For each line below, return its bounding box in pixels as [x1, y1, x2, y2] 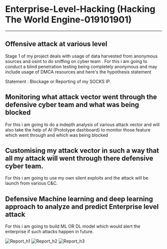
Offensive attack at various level [5, 40, 108, 48]
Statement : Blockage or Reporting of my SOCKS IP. [5, 78, 111, 84]
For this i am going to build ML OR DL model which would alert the [5, 223, 141, 229]
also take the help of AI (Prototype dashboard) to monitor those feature [5, 126, 151, 132]
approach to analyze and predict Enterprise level [5, 202, 159, 211]
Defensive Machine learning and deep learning [5, 194, 153, 203]
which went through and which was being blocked [5, 132, 108, 138]
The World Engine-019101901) [5, 14, 132, 25]
